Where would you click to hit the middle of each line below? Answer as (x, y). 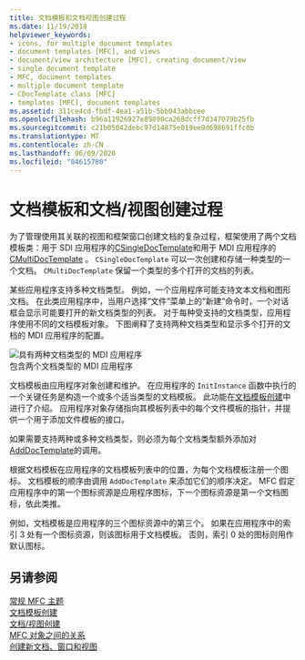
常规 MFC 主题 (37, 601)
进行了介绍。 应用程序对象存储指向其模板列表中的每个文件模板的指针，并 (146, 408)
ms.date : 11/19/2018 (49, 26)
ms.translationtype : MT (55, 137)
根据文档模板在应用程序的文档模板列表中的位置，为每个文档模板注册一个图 (149, 470)
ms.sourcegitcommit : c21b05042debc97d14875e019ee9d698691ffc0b (132, 128)
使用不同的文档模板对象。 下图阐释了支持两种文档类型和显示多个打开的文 (154, 324)
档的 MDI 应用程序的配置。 (59, 335)
